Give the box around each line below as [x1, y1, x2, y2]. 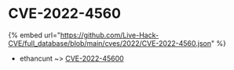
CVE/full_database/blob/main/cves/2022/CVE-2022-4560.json [8, 38, 212, 47]
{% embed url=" [8, 30, 61, 40]
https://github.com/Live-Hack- [60, 30, 159, 40]
